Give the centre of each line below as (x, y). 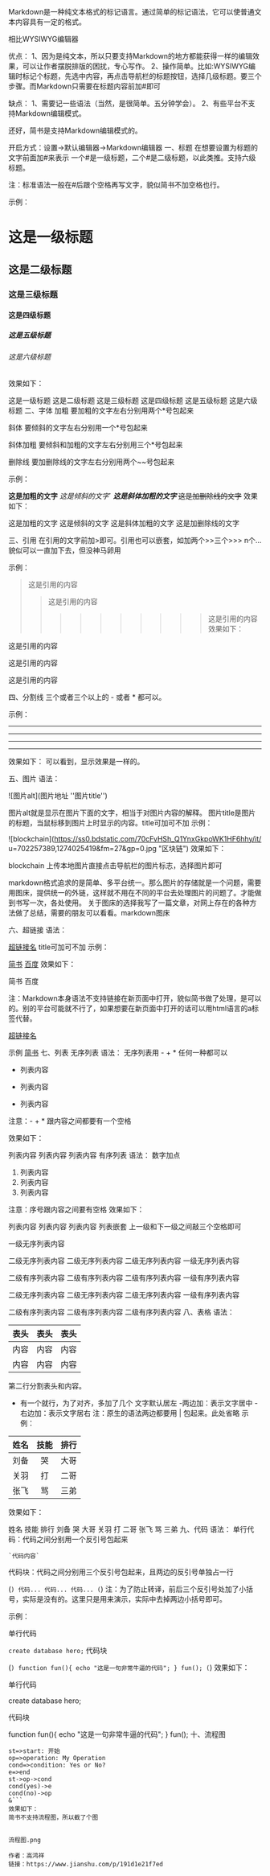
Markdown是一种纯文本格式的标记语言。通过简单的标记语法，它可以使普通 (131, 12)
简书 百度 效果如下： (42, 964)
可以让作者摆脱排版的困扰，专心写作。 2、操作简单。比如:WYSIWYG (135, 66)
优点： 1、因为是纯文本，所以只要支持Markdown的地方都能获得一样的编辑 (131, 56)
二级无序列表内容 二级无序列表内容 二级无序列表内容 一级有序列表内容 (124, 1294)
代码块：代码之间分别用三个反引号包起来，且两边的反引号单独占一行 (121, 1572)
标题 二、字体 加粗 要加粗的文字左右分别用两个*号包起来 (101, 410)
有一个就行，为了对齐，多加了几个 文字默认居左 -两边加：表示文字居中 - (139, 1403)
